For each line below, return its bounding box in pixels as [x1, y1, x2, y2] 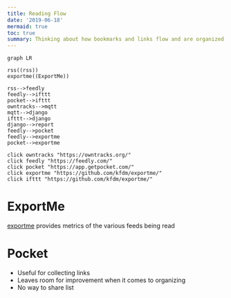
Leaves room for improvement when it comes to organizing [17, 276, 185, 284]
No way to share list [17, 283, 74, 291]
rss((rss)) [7, 67, 39, 74]
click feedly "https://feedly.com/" [7, 158, 113, 165]
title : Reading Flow [7, 10, 67, 17]
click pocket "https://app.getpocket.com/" [7, 164, 135, 171]
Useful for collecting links [17, 269, 91, 277]
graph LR [7, 55, 33, 62]
